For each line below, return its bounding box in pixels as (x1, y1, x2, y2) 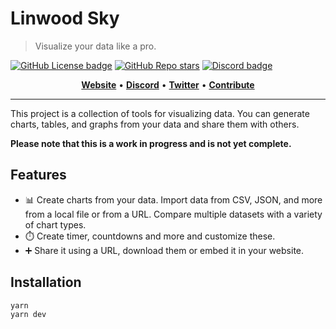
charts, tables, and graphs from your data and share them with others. (10, 118, 300, 130)
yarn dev (10, 310, 47, 320)
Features (10, 167, 67, 184)
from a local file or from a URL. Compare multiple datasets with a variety (24, 208, 323, 220)
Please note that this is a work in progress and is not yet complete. (10, 137, 292, 149)
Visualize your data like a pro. (34, 40, 157, 52)
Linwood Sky (10, 7, 120, 30)
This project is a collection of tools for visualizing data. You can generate (10, 107, 310, 119)
